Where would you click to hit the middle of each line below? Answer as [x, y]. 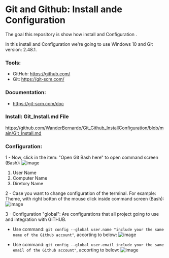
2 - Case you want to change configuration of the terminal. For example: [81, 193]
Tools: [13, 63]
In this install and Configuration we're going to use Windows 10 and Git [79, 44]
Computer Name [30, 178]
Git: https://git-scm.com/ [38, 79]
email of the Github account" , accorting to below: [66, 250]
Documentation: [26, 93]
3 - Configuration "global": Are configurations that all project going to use [82, 214]
